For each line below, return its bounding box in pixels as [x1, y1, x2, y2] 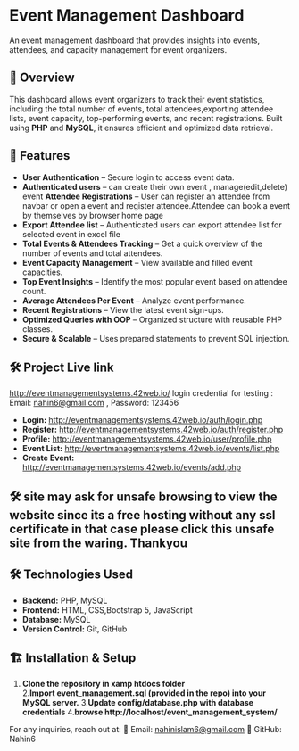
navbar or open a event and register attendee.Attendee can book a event [21, 200, 291, 210]
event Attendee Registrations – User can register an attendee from [21, 191, 270, 202]
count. [21, 285, 46, 296]
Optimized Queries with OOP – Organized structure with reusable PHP [21, 314, 283, 325]
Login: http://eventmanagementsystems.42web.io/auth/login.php [21, 415, 263, 425]
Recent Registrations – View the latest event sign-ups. [21, 304, 225, 315]
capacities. [21, 267, 63, 277]
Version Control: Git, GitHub [21, 623, 128, 634]
